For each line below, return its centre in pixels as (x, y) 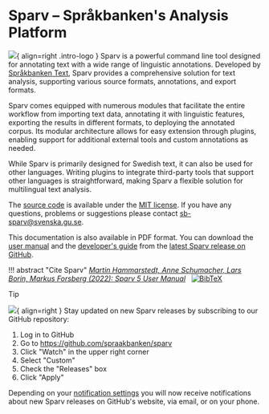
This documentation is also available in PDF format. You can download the (131, 237)
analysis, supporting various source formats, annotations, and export (122, 81)
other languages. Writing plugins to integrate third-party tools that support (131, 172)
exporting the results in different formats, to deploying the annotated (122, 122)
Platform (38, 32)
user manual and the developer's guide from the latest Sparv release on (127, 246)
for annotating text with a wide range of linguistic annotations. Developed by (134, 64)
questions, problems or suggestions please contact (93, 213)
